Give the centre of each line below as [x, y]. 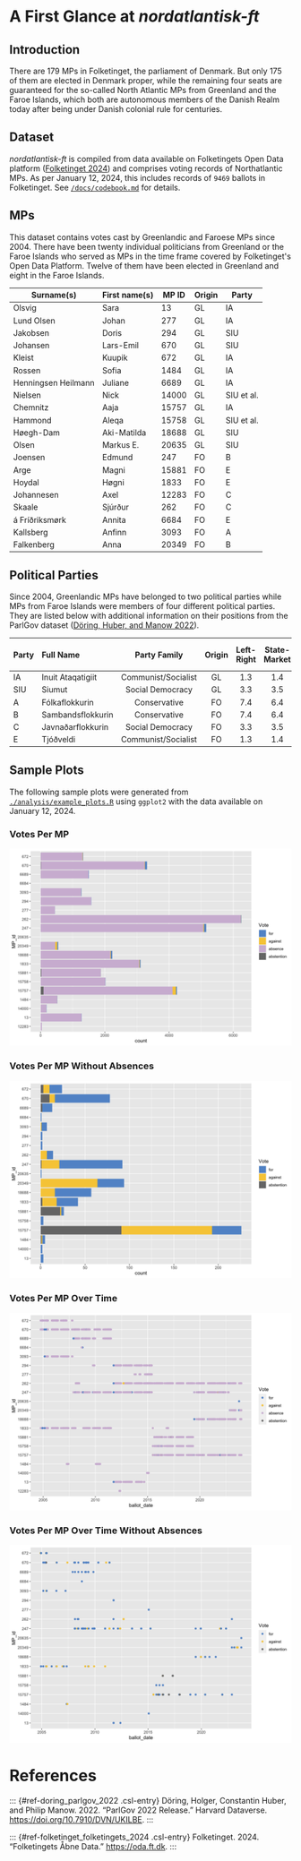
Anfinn [114, 532]
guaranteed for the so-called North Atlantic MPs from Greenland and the [143, 90]
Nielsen [27, 395]
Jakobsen [31, 332]
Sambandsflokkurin [77, 715]
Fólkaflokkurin [68, 702]
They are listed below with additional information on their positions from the [149, 616]
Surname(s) [54, 295]
